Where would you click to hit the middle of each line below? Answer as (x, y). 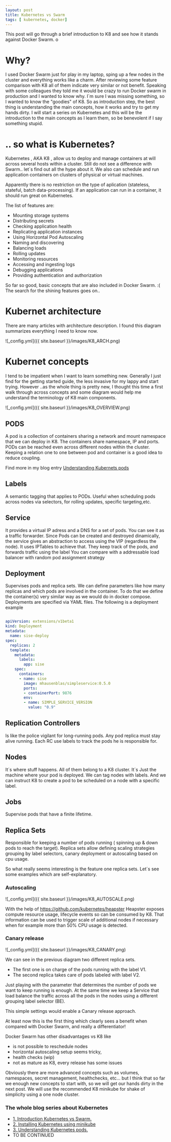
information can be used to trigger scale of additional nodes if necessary (82, 920)
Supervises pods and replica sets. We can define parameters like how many (85, 586)
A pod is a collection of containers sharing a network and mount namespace (86, 436)
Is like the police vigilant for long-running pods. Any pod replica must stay (83, 736)
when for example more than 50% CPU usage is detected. (66, 925)
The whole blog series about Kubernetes (57, 1108)
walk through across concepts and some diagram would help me (73, 392)
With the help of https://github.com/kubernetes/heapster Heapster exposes (85, 909)
